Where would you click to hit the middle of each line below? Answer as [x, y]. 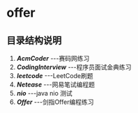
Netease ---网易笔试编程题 [56, 84]
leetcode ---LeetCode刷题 [55, 76]
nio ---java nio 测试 [44, 93]
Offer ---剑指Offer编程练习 [55, 102]
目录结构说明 [34, 40]
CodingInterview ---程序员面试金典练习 [74, 67]
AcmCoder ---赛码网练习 [53, 58]
